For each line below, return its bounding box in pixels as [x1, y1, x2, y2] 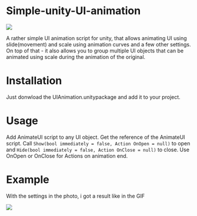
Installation [6, 74, 62, 88]
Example [6, 173, 49, 186]
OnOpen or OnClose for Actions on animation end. [6, 152, 128, 159]
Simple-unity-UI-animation [6, 4, 141, 18]
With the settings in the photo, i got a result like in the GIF [6, 192, 145, 200]
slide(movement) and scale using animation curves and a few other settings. [6, 41, 191, 48]
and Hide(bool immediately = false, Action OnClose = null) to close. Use [6, 146, 190, 153]
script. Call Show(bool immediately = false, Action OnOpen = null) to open [6, 139, 191, 147]
